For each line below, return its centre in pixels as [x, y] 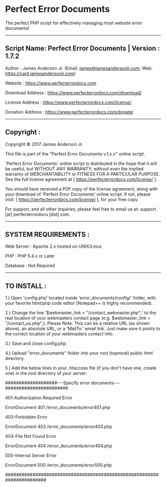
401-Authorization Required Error [39, 398]
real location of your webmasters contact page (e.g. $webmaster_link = [78, 318]
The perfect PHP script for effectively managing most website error [74, 23]
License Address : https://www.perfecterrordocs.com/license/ [68, 102]
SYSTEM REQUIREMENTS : [47, 234]
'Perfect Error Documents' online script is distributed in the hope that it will [81, 163]
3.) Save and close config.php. [36, 344]
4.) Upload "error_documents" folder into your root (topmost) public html [79, 353]
